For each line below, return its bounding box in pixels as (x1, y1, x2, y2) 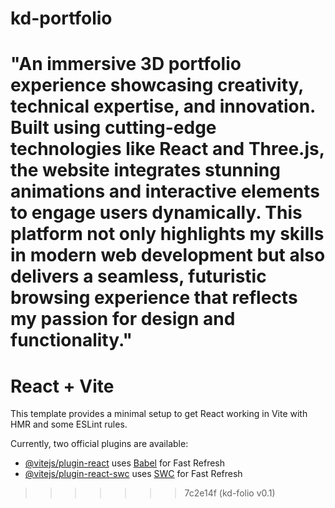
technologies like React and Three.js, (10, 138, 325, 161)
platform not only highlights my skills (10, 223, 325, 246)
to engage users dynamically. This (10, 202, 303, 224)
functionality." (10, 329, 133, 352)
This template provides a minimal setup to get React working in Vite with (10, 408, 308, 420)
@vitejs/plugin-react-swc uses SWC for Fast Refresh (24, 468, 243, 480)
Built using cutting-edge (10, 117, 217, 139)
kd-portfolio (10, 7, 113, 30)
